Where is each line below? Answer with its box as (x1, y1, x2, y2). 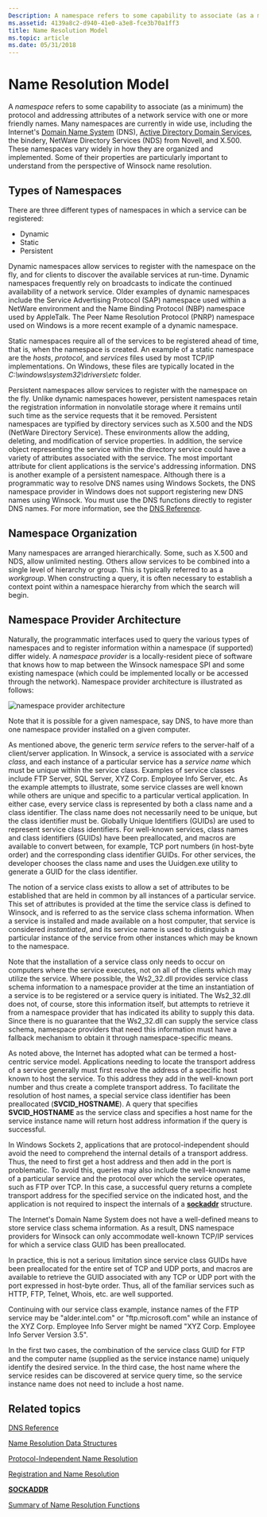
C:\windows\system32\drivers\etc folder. (8, 369, 141, 379)
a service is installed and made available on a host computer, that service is (8, 916, 256, 926)
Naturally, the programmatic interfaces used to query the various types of (8, 634, 250, 644)
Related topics (8, 1402, 81, 1415)
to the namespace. (8, 941, 70, 951)
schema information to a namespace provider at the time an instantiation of (8, 982, 254, 992)
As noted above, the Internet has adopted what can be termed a (8, 1048, 218, 1058)
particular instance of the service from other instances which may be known (8, 933, 258, 942)
